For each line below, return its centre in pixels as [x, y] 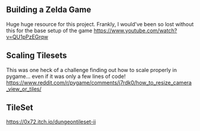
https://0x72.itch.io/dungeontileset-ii [51, 122]
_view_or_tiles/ [24, 89]
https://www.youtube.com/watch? [135, 30]
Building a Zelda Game [49, 10]
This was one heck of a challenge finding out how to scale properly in [92, 70]
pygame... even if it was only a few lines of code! [66, 76]
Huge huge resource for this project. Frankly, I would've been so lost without [100, 24]
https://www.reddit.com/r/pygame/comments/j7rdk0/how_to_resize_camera [99, 82]
